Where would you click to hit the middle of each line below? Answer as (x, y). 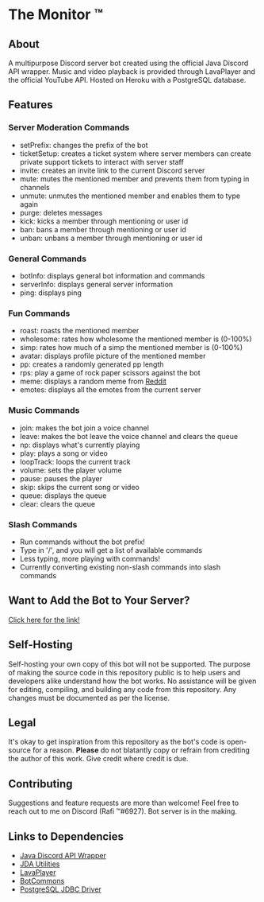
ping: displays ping (50, 293)
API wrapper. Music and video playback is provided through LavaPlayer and (132, 72)
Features (31, 105)
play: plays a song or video (64, 453)
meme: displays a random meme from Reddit (93, 381)
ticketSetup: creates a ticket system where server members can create (135, 154)
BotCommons (42, 881)
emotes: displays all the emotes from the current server (110, 390)
